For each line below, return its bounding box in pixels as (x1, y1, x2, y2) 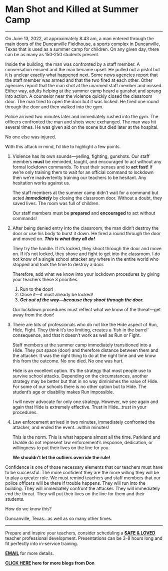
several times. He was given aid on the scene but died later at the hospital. (5, 124, 158, 130)
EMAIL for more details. (5, 550, 54, 556)
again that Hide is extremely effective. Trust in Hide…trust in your (12, 404, 146, 410)
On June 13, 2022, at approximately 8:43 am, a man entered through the (5, 35, 154, 41)
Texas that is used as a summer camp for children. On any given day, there (5, 46, 159, 52)
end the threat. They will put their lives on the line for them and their (5, 490, 145, 497)
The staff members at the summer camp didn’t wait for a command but (12, 189, 158, 196)
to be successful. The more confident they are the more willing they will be (5, 469, 159, 475)
